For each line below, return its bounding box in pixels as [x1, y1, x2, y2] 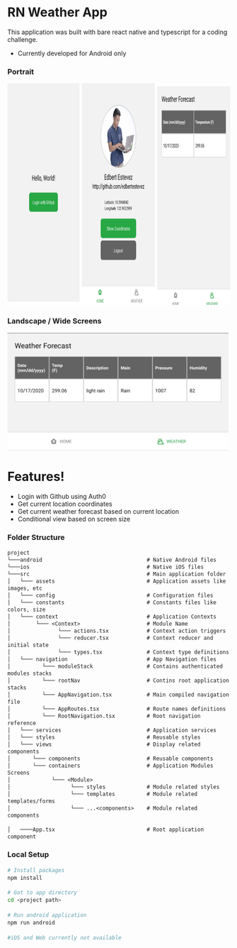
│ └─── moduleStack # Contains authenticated [7, 663, 223, 671]
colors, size [7, 606, 46, 614]
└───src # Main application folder [7, 571, 226, 578]
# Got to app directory [7, 889, 78, 896]
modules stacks [7, 670, 52, 678]
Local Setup [7, 849, 50, 859]
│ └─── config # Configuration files [7, 592, 214, 600]
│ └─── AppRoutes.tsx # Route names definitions [7, 705, 226, 713]
